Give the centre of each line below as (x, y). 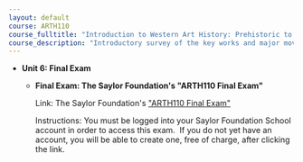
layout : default (39, 18)
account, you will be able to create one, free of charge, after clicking (162, 139)
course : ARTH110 (39, 26)
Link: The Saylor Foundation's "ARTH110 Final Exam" (133, 103)
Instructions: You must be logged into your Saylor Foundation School (163, 121)
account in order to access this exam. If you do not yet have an (153, 130)
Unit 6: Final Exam (56, 68)
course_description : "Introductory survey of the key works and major (144, 43)
